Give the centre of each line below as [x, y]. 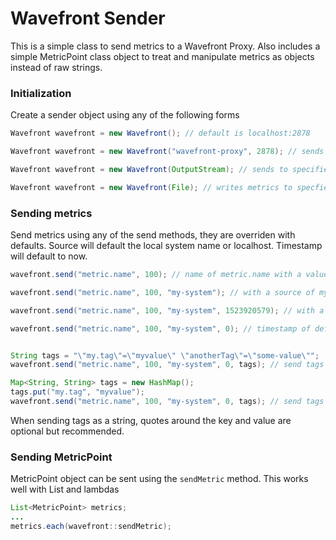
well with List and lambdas [65, 489]
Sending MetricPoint [61, 457]
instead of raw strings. [56, 67]
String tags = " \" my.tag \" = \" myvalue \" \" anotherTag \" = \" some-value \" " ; [165, 355]
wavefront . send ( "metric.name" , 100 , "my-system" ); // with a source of [162, 292]
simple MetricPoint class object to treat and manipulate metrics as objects [162, 56]
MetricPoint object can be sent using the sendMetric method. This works [159, 479]
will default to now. [49, 256]
